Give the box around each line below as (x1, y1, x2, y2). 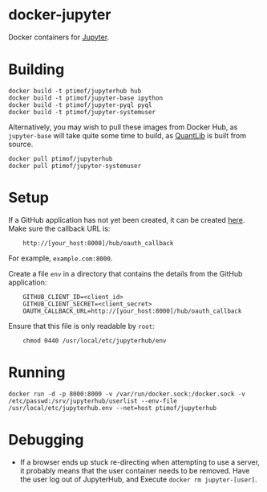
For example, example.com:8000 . (8, 253, 113, 263)
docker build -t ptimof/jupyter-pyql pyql (8, 100, 152, 109)
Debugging (8, 430, 84, 449)
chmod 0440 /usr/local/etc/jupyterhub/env (22, 336, 167, 345)
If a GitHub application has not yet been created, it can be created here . (8, 215, 245, 224)
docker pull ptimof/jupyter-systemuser (8, 162, 142, 170)
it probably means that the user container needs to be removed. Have (19, 465, 250, 475)
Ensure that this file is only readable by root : (8, 321, 155, 330)
